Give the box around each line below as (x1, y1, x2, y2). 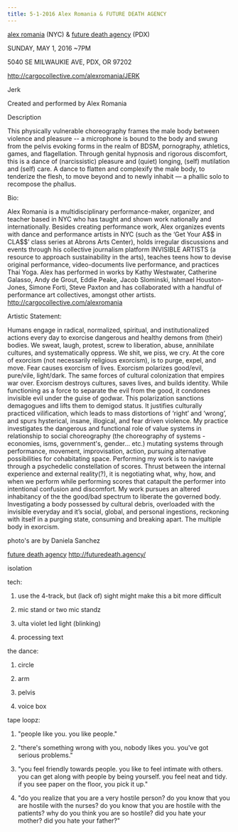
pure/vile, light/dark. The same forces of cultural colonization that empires (7, 371, 225, 380)
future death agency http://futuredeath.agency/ (7, 550, 146, 558)
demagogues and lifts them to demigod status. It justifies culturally (7, 401, 202, 410)
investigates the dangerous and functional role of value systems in (7, 424, 202, 432)
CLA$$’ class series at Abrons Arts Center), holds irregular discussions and (7, 237, 229, 246)
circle (17, 660, 34, 669)
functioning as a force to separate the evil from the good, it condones (7, 386, 211, 395)
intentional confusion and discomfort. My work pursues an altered (7, 484, 201, 493)
